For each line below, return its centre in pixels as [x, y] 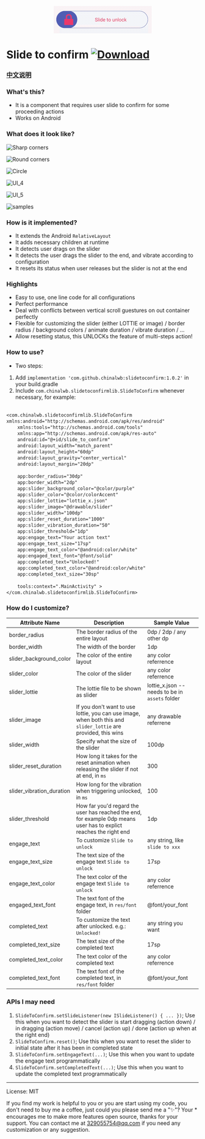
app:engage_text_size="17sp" [54, 544]
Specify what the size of [106, 741]
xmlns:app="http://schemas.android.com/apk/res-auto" [87, 433]
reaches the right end [103, 831]
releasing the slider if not [107, 769]
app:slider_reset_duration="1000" [61, 519]
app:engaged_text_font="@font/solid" [65, 556]
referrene [159, 723]
